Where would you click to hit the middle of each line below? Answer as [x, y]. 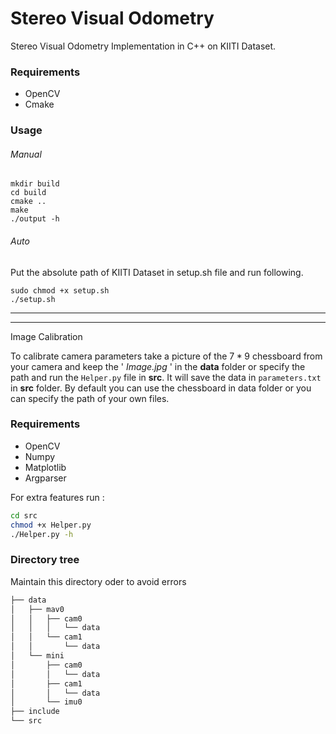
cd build [28, 193]
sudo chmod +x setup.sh [60, 290]
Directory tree [45, 560]
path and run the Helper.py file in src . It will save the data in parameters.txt [166, 377]
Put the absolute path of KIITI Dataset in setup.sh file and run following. [157, 272]
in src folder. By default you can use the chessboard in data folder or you [161, 388]
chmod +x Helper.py [51, 525]
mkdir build [35, 184]
